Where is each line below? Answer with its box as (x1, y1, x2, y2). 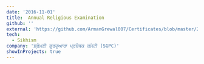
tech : (6, 32, 20, 38)
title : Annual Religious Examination (6, 15, 104, 21)
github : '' (6, 20, 34, 26)
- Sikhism (12, 37, 36, 43)
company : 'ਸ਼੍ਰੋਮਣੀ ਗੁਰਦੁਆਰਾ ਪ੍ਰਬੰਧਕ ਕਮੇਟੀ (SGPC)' (6, 43, 120, 49)
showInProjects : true (6, 49, 61, 55)
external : (6, 26, 32, 32)
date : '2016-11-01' (6, 9, 56, 15)
